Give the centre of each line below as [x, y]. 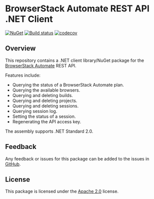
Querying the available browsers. [46, 90]
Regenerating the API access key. [47, 121]
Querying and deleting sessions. [45, 106]
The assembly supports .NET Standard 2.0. [49, 131]
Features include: [23, 75]
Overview [21, 48]
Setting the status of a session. [44, 116]
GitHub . [13, 164]
